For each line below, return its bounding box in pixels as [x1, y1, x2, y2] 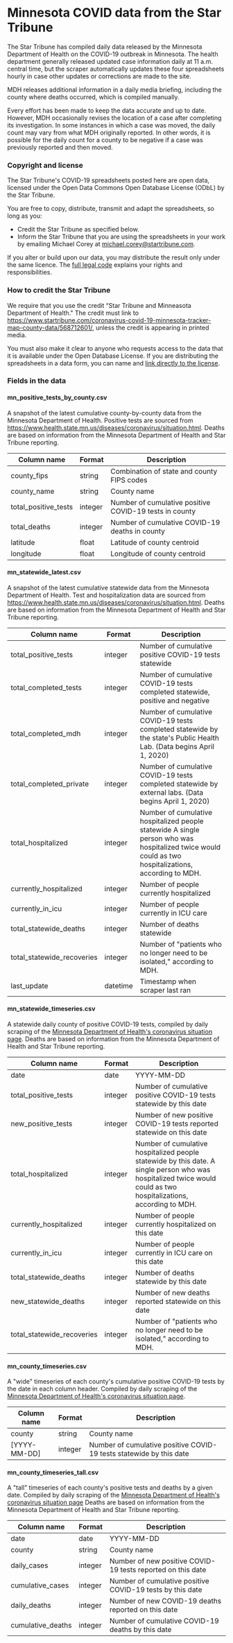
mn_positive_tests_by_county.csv [7, 393, 107, 402]
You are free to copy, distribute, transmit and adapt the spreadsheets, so [7, 205, 215, 213]
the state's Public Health [139, 733, 220, 743]
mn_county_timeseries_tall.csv [7, 1468, 99, 1477]
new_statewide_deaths [10, 1297, 85, 1307]
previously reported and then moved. [7, 143, 113, 151]
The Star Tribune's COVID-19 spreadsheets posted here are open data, [7, 176, 210, 184]
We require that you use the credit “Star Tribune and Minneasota [7, 301, 192, 309]
